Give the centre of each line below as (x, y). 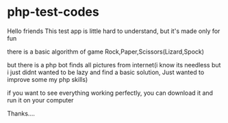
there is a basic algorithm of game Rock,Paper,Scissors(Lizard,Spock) (105, 52)
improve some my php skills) (48, 79)
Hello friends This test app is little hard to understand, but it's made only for (114, 31)
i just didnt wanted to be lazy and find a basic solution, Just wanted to (106, 72)
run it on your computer (40, 100)
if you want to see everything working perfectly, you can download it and (110, 93)
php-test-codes (53, 12)
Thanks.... (21, 113)
